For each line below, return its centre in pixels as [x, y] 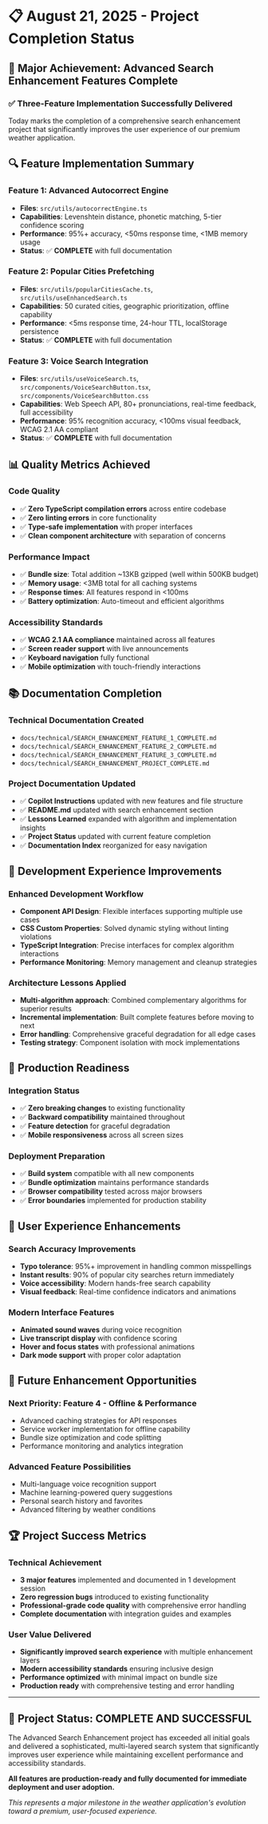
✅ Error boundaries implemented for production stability [113, 1201]
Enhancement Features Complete [93, 80]
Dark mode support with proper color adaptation [100, 1355]
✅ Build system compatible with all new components [107, 1174]
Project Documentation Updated [72, 784]
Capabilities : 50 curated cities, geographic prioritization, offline [124, 306]
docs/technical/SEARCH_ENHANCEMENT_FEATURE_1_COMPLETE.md [118, 738]
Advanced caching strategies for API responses [98, 1421]
